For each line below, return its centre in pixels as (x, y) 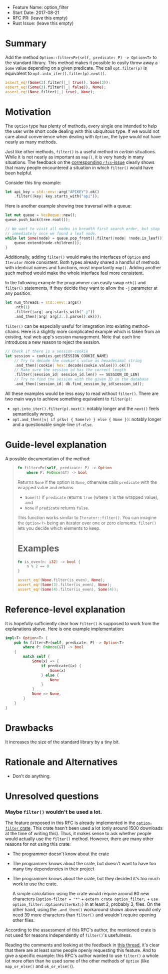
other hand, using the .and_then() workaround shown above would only (86, 910)
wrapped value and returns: (46, 487)
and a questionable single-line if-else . (53, 424)
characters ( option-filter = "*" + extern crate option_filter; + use (85, 899)
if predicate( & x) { (61, 666)
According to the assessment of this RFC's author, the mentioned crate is (80, 930)
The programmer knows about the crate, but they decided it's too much (86, 879)
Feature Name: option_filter (40, 7)
